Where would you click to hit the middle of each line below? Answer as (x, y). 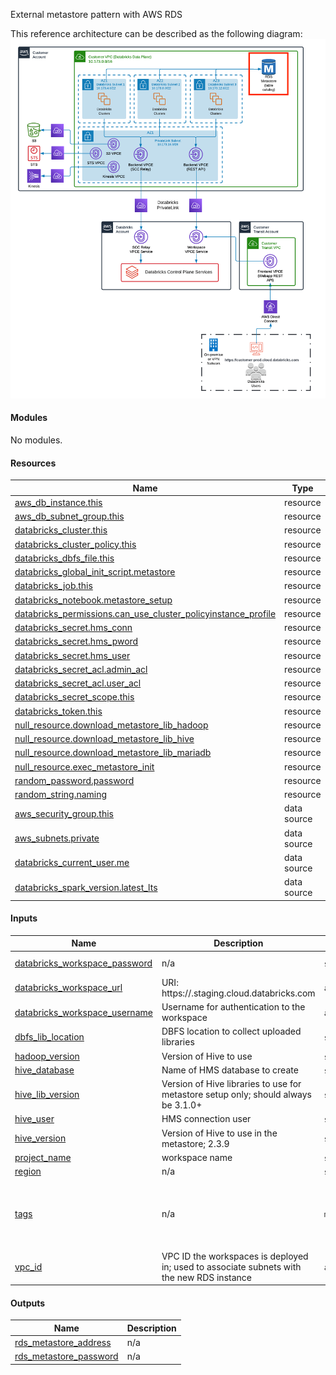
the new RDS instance (206, 1277)
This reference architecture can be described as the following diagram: (156, 33)
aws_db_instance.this (58, 502)
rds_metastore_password (66, 1356)
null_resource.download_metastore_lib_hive (104, 739)
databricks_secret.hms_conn (73, 628)
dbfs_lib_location (49, 1036)
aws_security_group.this (64, 813)
